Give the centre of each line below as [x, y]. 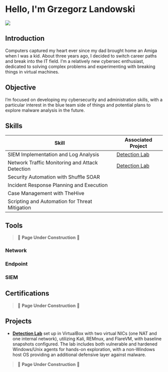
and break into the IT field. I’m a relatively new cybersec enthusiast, [75, 61]
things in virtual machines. [32, 71]
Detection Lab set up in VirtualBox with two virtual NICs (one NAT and [85, 333]
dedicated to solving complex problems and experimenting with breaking [80, 66]
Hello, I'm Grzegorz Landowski [70, 9]
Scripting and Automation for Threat [50, 201]
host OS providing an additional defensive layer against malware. [79, 354]
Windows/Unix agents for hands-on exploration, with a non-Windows [83, 349]
